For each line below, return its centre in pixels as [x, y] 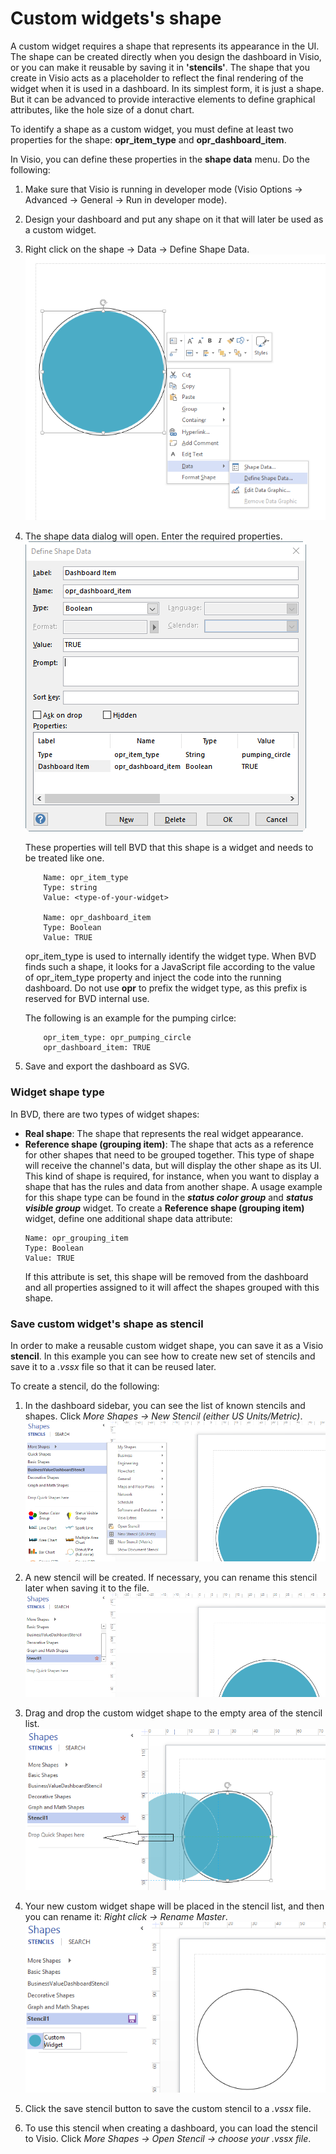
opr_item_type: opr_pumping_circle [117, 1038]
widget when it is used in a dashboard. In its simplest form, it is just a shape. [167, 88]
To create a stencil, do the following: [85, 1386]
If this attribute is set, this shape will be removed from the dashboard [166, 1276]
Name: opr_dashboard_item [97, 918]
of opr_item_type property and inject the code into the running [153, 978]
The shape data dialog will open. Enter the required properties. [153, 536]
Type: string [70, 888]
